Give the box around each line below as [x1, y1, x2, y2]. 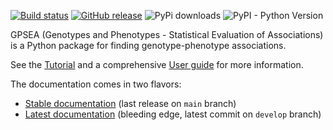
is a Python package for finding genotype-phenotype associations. [10, 40, 287, 51]
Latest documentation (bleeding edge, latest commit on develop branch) [24, 108, 322, 120]
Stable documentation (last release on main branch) [24, 98, 237, 109]
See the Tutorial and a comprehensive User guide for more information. [10, 59, 304, 70]
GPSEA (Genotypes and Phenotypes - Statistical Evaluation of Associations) [10, 29, 324, 40]
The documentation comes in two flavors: [10, 78, 182, 90]
